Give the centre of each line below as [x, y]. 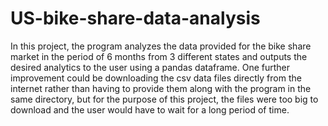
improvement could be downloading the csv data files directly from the [156, 78]
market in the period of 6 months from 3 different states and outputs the [159, 56]
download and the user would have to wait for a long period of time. [150, 109]
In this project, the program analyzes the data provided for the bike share [161, 46]
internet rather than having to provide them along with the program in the [161, 88]
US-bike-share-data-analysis [135, 18]
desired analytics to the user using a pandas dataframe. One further [150, 67]
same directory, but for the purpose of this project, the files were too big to [164, 99]
